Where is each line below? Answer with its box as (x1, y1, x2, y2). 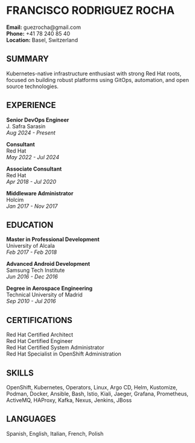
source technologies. (6, 83, 59, 90)
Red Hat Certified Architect (6, 331, 74, 338)
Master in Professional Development (6, 236, 100, 243)
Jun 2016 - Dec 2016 (6, 273, 59, 280)
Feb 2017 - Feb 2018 (6, 248, 57, 256)
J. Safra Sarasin (6, 122, 46, 130)
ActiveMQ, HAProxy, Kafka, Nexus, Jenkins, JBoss (6, 397, 132, 404)
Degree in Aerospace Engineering (6, 284, 93, 292)
